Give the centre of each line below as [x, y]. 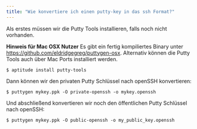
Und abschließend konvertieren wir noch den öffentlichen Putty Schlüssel [97, 103]
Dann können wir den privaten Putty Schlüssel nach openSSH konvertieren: [99, 81]
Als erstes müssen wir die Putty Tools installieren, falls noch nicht [87, 29]
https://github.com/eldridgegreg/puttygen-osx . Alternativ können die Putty [98, 53]
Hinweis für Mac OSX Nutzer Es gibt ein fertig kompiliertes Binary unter [95, 46]
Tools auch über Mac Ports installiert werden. [62, 59]
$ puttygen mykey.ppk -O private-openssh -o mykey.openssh [81, 92]
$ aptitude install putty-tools [46, 70]
